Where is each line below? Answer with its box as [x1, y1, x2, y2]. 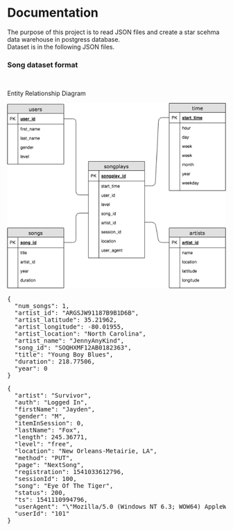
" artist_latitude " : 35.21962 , [14, 316, 117, 324]
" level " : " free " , [14, 440, 74, 448]
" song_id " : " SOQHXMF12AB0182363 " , [14, 344, 132, 352]
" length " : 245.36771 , [14, 433, 88, 441]
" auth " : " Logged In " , [14, 398, 88, 407]
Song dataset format [7, 60, 78, 70]
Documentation [7, 5, 99, 21]
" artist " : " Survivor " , [14, 391, 92, 400]
